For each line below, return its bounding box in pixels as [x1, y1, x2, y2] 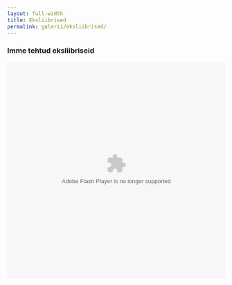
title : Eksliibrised [7, 17, 67, 24]
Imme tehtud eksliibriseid [7, 46, 95, 55]
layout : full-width [7, 10, 64, 17]
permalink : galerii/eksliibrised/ [7, 23, 107, 30]
